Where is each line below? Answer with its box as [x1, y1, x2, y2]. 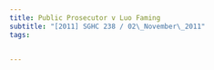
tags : [9, 30, 30, 39]
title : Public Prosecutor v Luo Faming [9, 13, 161, 23]
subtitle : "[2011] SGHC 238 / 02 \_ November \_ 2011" [9, 22, 206, 31]
